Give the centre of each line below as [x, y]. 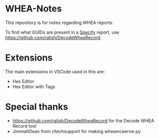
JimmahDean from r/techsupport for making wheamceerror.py [76, 131]
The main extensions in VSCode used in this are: [55, 71]
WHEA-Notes [33, 9]
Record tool [24, 126]
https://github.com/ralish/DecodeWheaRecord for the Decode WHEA [83, 120]
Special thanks [37, 107]
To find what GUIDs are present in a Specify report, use [62, 32]
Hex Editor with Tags [34, 86]
